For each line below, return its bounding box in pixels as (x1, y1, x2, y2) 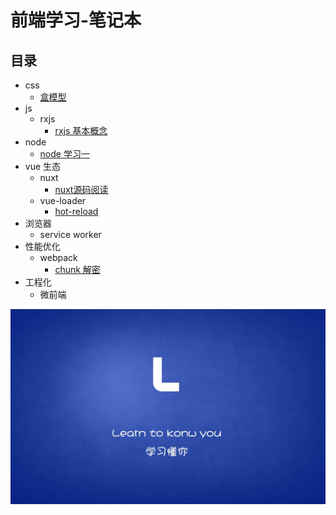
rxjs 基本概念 (54, 125, 108, 136)
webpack (39, 252, 78, 263)
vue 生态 (24, 161, 62, 172)
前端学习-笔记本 (10, 9, 142, 32)
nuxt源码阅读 (54, 184, 109, 195)
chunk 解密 (54, 264, 101, 275)
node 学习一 (39, 148, 90, 160)
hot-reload (54, 206, 99, 217)
